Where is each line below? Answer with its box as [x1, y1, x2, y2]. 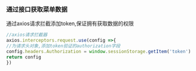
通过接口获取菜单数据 [6, 5, 68, 13]
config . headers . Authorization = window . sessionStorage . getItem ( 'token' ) [6, 48, 191, 54]
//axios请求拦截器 [6, 32, 48, 38]
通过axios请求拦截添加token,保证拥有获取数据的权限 [6, 20, 134, 27]
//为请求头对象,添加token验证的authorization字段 [6, 43, 121, 49]
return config [6, 54, 42, 60]
